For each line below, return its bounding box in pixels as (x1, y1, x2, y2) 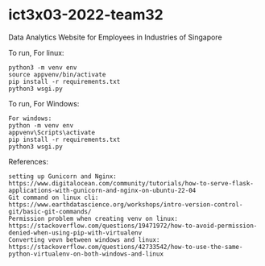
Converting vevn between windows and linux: (8, 235, 160, 243)
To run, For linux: (8, 48, 64, 57)
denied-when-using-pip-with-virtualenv (8, 228, 143, 237)
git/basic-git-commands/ (8, 207, 92, 215)
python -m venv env (8, 121, 74, 130)
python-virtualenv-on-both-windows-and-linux (8, 250, 164, 258)
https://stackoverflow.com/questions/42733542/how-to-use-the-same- (8, 243, 243, 251)
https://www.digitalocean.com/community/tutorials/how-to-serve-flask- (8, 179, 254, 187)
